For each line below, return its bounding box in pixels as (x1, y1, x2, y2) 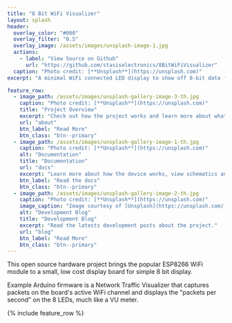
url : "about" (19, 119, 57, 126)
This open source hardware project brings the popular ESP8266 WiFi (7, 260, 204, 268)
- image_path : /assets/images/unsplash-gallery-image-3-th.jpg (13, 93, 199, 100)
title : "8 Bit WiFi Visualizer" (7, 10, 100, 17)
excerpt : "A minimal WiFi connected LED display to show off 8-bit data (7, 74, 221, 82)
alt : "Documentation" (19, 151, 81, 158)
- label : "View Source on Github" (19, 55, 119, 62)
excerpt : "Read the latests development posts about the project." (19, 222, 217, 229)
